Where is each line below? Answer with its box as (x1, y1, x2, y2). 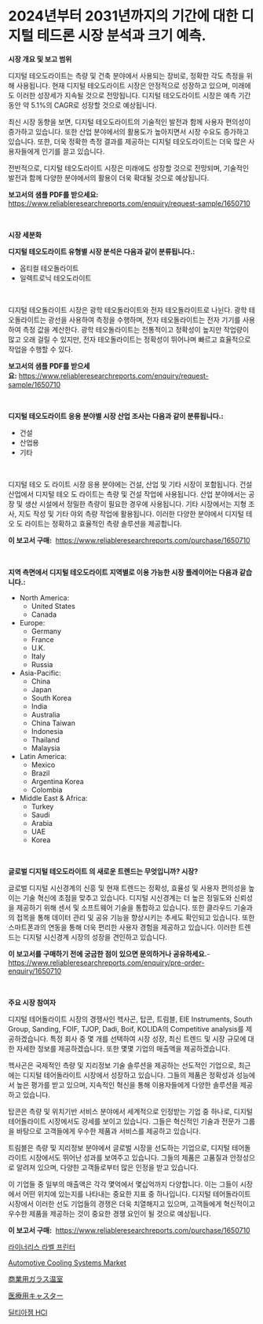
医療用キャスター (8, 1290, 64, 1300)
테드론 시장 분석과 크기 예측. (36, 27, 206, 45)
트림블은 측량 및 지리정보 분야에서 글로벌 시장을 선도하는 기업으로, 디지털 (8, 1142, 230, 1152)
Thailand (31, 735, 60, 744)
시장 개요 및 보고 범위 (8, 54, 72, 64)
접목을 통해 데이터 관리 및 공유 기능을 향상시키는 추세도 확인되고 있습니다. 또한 (16, 912, 255, 922)
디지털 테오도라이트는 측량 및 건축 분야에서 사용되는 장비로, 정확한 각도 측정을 (8, 71, 245, 80)
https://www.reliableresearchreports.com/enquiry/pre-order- (8, 958, 205, 967)
